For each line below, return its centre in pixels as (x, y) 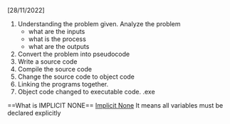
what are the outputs (59, 46)
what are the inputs (57, 32)
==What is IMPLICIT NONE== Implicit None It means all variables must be (115, 105)
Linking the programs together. (63, 84)
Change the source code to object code (76, 77)
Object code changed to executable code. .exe (86, 92)
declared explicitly (34, 113)
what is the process (57, 39)
